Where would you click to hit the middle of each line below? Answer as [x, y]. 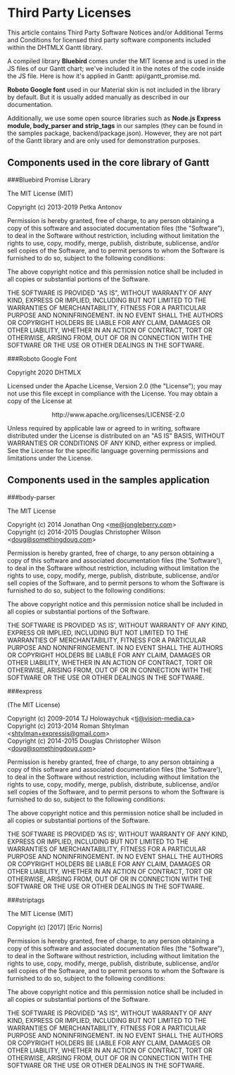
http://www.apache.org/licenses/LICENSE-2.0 [118, 414]
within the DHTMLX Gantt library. [55, 47]
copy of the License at [40, 401]
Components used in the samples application [108, 480]
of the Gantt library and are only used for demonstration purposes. [104, 140]
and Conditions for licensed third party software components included [109, 39]
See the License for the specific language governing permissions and [108, 450]
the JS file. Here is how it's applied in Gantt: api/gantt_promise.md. [104, 76]
